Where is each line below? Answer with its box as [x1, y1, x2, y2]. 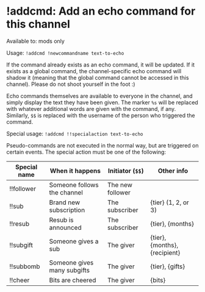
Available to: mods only [6, 37, 65, 45]
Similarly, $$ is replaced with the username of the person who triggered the [6, 112, 195, 119]
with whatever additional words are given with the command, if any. [6, 105, 176, 112]
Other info [157, 166, 189, 175]
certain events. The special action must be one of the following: [6, 148, 167, 155]
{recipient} [150, 248, 181, 257]
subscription [49, 205, 85, 214]
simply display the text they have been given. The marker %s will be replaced [6, 99, 198, 106]
